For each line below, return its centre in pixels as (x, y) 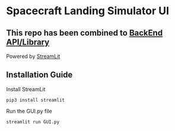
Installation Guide (39, 75)
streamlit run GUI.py (33, 122)
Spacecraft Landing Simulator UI (88, 11)
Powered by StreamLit (33, 56)
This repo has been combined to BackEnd (85, 33)
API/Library (28, 42)
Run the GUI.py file (29, 111)
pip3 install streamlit (36, 100)
